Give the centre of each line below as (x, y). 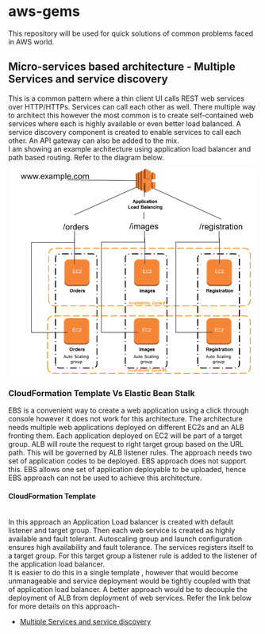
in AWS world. (31, 41)
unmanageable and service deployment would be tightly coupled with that (129, 581)
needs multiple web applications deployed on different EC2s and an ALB (126, 428)
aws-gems (44, 12)
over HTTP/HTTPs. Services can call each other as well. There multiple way (132, 106)
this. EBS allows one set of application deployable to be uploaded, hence (127, 470)
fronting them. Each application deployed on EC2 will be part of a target (125, 436)
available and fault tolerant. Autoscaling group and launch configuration (125, 539)
